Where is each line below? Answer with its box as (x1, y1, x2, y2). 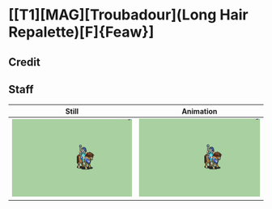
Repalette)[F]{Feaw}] (8, 23, 155, 41)
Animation (181, 106, 218, 116)
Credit (8, 55, 40, 69)
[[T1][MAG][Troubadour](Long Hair (8, 6, 249, 24)
